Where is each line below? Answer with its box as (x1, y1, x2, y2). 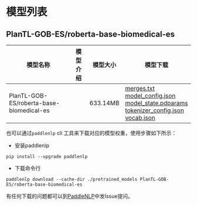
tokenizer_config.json (125, 106, 185, 115)
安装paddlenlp (14, 142, 50, 149)
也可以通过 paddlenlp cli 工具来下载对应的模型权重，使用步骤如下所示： (6, 130, 177, 136)
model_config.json (125, 92, 176, 100)
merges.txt (125, 85, 155, 92)
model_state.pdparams (125, 99, 188, 107)
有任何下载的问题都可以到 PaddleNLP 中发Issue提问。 (6, 193, 133, 200)
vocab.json (125, 114, 155, 122)
